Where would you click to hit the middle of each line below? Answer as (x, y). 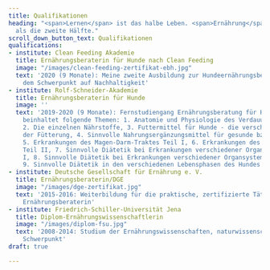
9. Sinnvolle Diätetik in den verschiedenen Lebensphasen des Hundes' (143, 165)
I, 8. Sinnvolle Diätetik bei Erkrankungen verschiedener (122, 157)
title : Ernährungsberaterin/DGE (70, 180)
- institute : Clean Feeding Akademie (72, 53)
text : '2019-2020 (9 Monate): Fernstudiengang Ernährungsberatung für (136, 113)
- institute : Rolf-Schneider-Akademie (73, 90)
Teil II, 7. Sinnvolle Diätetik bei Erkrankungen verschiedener (133, 150)
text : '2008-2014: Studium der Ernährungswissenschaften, (115, 232)
